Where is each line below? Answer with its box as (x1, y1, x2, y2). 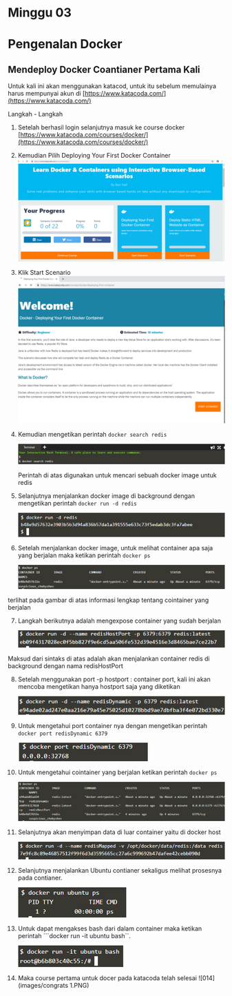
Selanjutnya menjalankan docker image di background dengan (17, 491, 196, 500)
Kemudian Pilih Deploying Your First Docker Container (17, 152, 171, 160)
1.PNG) (69, 981, 89, 989)
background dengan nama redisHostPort (8, 662, 123, 670)
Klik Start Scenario (17, 269, 71, 277)
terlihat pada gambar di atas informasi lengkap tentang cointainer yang (8, 596, 209, 604)
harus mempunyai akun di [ (8, 90, 85, 98)
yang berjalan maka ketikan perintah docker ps (17, 551, 151, 559)
